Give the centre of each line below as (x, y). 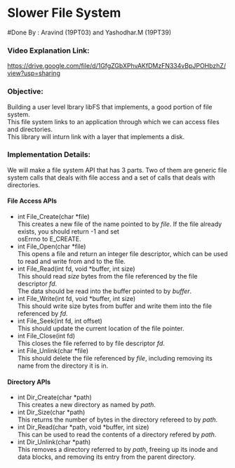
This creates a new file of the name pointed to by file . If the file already (120, 224)
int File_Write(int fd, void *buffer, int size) (76, 299)
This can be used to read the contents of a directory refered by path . (117, 435)
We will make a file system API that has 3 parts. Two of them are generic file (117, 170)
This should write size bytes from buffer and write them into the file (115, 306)
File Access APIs (32, 201)
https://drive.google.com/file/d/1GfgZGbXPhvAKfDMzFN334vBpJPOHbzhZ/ (117, 66)
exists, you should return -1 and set (68, 232)
